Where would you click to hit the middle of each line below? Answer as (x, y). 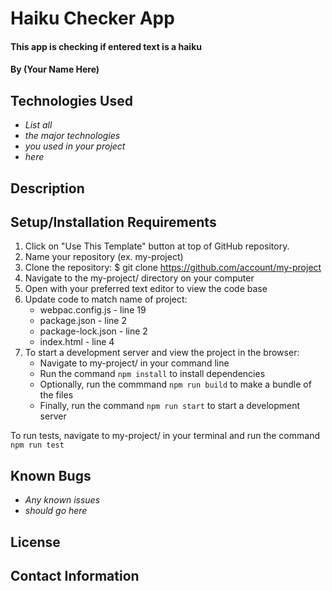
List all (38, 125)
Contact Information (75, 575)
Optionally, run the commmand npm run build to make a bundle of (175, 384)
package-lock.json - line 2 (93, 331)
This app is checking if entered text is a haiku (106, 46)
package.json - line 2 (83, 321)
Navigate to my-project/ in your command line (134, 363)
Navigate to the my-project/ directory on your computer (139, 278)
